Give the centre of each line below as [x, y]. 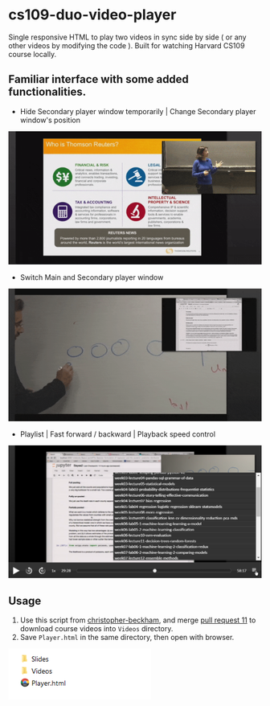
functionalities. [47, 92]
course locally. [33, 54]
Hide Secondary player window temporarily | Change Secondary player [138, 111]
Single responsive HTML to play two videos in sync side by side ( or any [127, 37]
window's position [50, 120]
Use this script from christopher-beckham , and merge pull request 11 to [138, 620]
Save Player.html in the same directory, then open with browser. [127, 638]
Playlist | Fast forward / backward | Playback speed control [117, 434]
